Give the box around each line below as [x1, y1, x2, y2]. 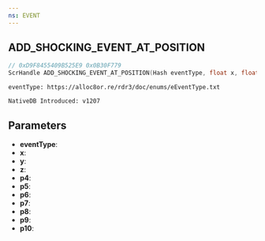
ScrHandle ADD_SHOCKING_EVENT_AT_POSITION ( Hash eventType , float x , [8, 69, 238, 77]
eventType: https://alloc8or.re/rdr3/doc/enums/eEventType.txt [8, 84, 221, 92]
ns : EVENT [8, 11, 41, 20]
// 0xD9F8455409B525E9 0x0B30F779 [8, 62, 122, 70]
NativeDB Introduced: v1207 [8, 97, 101, 105]
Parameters [8, 119, 67, 132]
